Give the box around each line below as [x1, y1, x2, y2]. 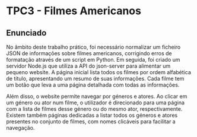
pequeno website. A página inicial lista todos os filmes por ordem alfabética [6, 69, 191, 75]
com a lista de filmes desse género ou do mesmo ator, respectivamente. [6, 106, 183, 112]
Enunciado [6, 28, 47, 38]
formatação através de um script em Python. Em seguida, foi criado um [6, 56, 180, 63]
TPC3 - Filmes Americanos [6, 4, 141, 18]
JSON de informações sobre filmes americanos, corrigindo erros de [6, 50, 172, 57]
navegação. [6, 125, 35, 131]
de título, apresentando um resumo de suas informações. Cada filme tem [6, 75, 185, 82]
